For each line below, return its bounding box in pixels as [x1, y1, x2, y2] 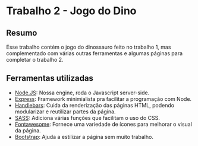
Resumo [6, 28, 37, 38]
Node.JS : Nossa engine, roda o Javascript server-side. [14, 89, 150, 96]
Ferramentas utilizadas [6, 73, 94, 84]
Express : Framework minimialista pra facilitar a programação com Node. [14, 95, 192, 102]
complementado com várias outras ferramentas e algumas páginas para [6, 50, 183, 57]
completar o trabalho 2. [6, 56, 64, 63]
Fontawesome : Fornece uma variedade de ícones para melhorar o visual [14, 120, 192, 128]
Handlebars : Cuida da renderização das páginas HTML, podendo [14, 101, 174, 109]
